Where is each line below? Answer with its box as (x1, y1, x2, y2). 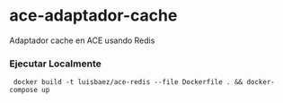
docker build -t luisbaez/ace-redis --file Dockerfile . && (13, 78, 243, 87)
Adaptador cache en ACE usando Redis (9, 35, 155, 46)
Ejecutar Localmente (9, 57, 102, 70)
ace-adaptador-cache (9, 5, 178, 26)
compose (9, 86, 39, 95)
